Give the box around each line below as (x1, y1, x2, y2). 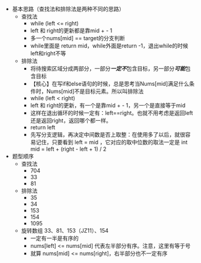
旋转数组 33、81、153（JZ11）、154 (21, 227, 109, 234)
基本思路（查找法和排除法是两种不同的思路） (12, 5, 125, 12)
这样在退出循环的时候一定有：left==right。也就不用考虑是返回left (30, 109, 193, 117)
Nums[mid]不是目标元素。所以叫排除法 (46, 87, 144, 95)
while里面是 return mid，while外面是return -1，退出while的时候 (30, 42, 189, 49)
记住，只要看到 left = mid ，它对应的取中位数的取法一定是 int (35, 138, 188, 146)
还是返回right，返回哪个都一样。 (30, 117, 111, 124)
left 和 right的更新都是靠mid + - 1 (30, 27, 113, 34)
